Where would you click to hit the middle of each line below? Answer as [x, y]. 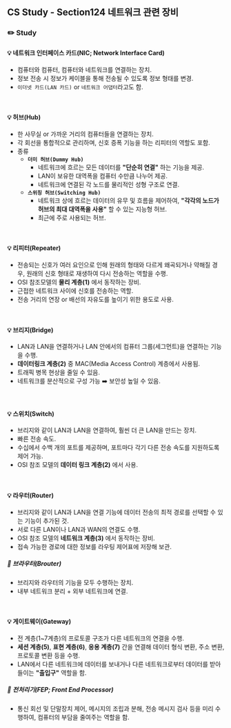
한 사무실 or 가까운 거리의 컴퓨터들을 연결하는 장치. [85, 134]
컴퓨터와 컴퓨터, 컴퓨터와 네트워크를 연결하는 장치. [84, 69]
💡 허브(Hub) [24, 117]
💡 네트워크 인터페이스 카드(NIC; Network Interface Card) [86, 52]
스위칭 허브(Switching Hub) [64, 193]
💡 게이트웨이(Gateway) [39, 622]
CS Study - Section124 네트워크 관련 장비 [93, 12]
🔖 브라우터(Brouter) [34, 564]
